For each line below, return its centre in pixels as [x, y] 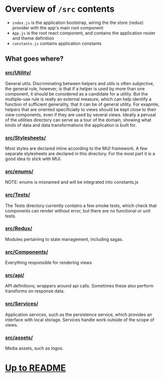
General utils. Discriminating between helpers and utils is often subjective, [80, 83]
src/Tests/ [18, 195]
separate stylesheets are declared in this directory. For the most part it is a [80, 153]
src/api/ [15, 275]
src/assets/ [19, 337]
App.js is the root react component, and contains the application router [84, 33]
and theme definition [33, 38]
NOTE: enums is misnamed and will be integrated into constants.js [72, 182]
